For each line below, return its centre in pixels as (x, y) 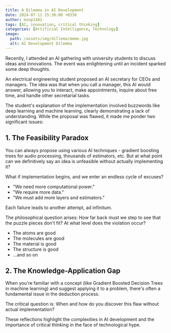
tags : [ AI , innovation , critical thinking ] (53, 24)
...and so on (25, 254)
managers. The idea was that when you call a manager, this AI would (78, 84)
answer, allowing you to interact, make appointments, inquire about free (81, 90)
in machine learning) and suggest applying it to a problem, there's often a (83, 289)
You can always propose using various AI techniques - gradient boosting (82, 150)
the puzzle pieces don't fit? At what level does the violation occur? (75, 223)
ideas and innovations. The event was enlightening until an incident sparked (85, 63)
